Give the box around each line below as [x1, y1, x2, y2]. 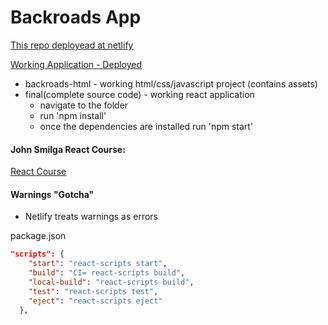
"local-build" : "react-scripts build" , [28, 277, 195, 287]
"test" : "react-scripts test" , [28, 286, 159, 296]
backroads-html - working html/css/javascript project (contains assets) [24, 77, 318, 90]
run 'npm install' [39, 109, 107, 121]
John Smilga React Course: [10, 143, 126, 155]
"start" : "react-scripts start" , [28, 259, 168, 269]
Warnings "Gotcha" [10, 188, 95, 200]
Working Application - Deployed [10, 58, 143, 70]
